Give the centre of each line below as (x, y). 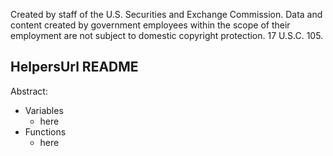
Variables (44, 110)
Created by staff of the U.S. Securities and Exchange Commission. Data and (166, 14)
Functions (45, 131)
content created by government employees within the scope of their (150, 25)
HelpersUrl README (74, 67)
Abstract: (29, 91)
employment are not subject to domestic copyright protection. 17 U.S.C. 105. (167, 35)
